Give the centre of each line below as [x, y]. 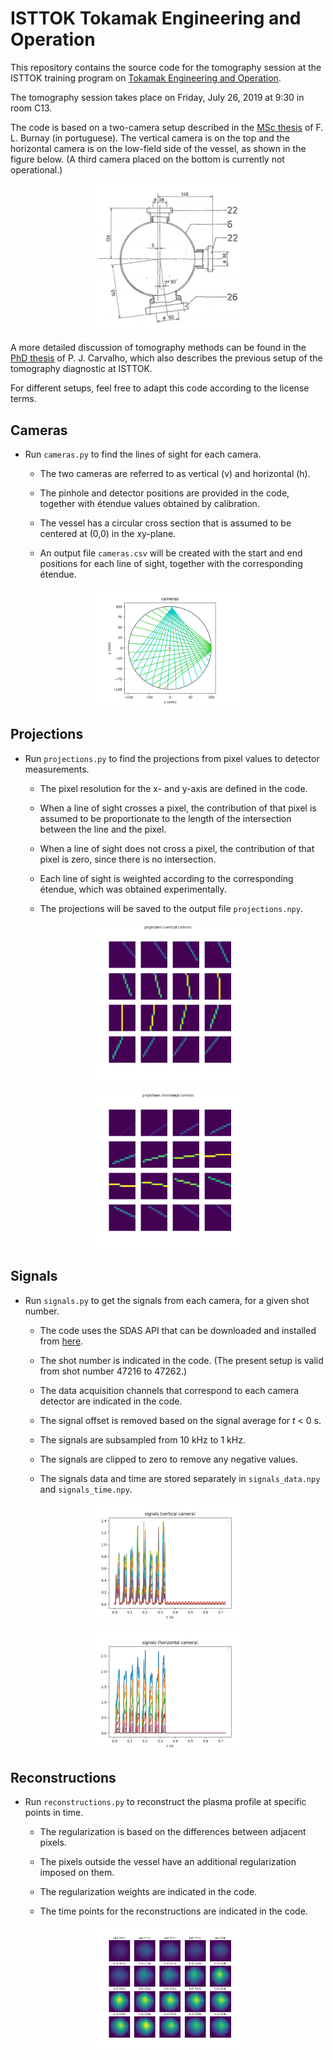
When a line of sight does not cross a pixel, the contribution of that [177, 848]
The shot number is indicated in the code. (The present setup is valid [181, 1360]
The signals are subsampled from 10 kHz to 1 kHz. [142, 1439]
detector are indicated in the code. [111, 1401]
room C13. [31, 108]
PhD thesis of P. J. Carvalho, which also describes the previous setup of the [166, 358]
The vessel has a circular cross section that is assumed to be [165, 523]
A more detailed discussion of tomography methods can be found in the [158, 348]
